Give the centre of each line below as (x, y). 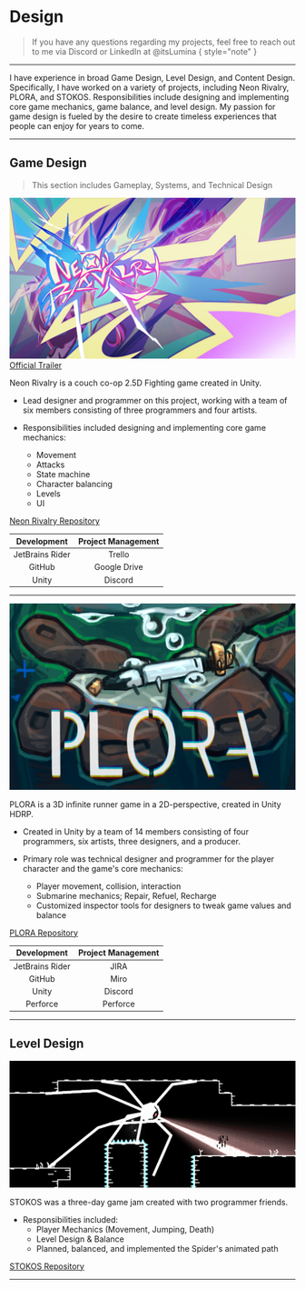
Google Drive (118, 567)
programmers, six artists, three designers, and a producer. (131, 841)
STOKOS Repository (47, 1266)
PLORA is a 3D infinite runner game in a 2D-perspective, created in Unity (145, 804)
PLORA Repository (44, 933)
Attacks (50, 465)
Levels (48, 494)
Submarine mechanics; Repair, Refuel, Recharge (126, 895)
